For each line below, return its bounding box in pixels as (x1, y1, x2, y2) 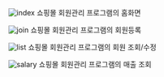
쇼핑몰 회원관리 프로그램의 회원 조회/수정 (28, 42, 157, 52)
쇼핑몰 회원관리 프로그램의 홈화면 (36, 8, 141, 17)
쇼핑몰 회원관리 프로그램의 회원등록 (30, 25, 142, 35)
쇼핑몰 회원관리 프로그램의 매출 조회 (38, 60, 152, 69)
